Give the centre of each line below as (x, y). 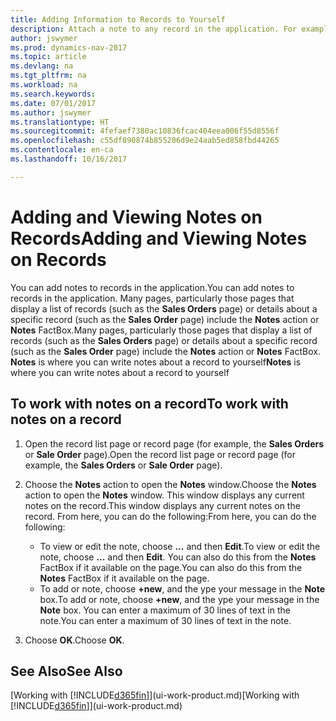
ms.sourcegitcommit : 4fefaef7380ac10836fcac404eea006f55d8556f (145, 131)
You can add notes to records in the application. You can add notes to (152, 287)
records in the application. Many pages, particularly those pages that (152, 298)
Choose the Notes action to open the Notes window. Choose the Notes (170, 484)
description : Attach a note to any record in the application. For (154, 29)
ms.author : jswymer (51, 112)
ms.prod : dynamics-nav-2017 (69, 47)
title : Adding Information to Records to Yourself (118, 19)
